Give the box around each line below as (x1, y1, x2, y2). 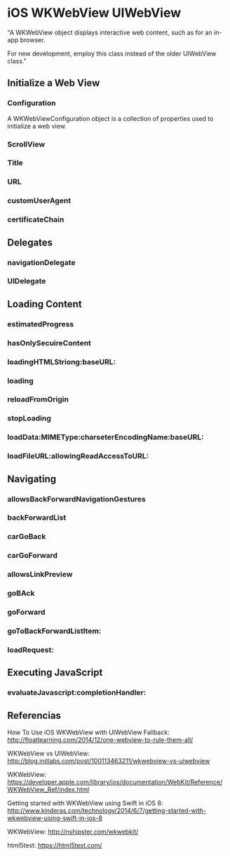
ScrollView (7, 139, 46, 149)
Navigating (7, 473, 57, 485)
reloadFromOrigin (7, 395, 69, 404)
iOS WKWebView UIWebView (7, 5, 182, 21)
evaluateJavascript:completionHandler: (7, 688, 147, 698)
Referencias (7, 709, 62, 722)
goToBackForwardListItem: (7, 626, 102, 636)
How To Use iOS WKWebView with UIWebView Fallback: (7, 728, 170, 736)
